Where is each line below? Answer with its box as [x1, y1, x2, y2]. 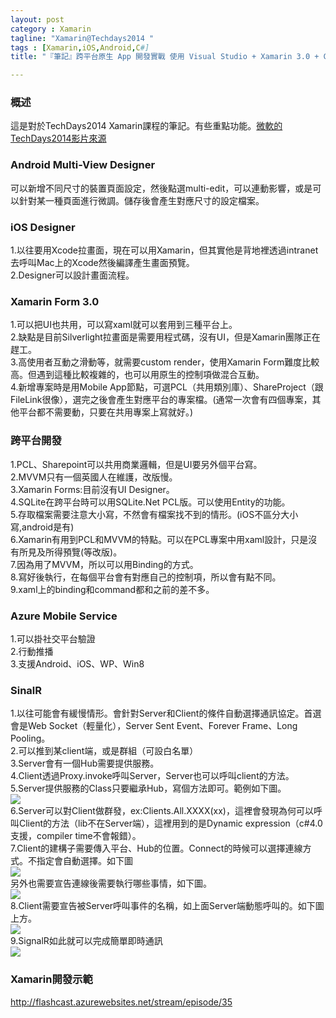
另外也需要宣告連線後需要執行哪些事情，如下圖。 [10, 877, 212, 890]
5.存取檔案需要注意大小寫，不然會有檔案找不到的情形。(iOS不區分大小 [10, 508, 299, 520]
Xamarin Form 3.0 [10, 294, 100, 308]
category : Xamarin [10, 24, 92, 34]
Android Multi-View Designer [10, 158, 156, 172]
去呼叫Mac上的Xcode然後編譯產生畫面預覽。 [10, 257, 195, 269]
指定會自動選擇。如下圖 [36, 855, 133, 867]
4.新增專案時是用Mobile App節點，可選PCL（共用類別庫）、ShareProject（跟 [10, 381, 324, 393]
